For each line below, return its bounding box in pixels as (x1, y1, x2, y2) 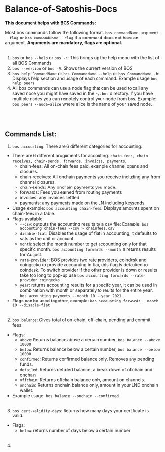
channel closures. (19, 179, 56, 185)
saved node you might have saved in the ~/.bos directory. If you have (12, 90, 153, 96)
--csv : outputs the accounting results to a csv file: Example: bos (19, 221, 149, 226)
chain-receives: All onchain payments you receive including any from (19, 174, 160, 180)
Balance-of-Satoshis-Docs (5, 3, 117, 15)
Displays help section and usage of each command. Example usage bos (12, 75, 158, 81)
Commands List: (5, 130, 57, 139)
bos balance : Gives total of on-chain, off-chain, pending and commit (12, 317, 151, 323)
